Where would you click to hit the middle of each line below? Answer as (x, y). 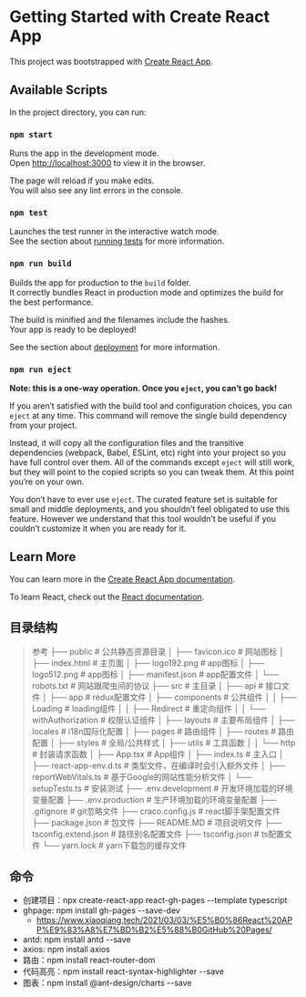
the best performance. (51, 302)
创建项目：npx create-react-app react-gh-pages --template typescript (155, 900)
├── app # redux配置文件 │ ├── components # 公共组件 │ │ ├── (173, 697)
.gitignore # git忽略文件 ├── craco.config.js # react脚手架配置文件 (156, 811)
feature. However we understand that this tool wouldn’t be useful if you (143, 518)
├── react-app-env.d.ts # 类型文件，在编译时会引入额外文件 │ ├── (158, 765)
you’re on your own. (47, 482)
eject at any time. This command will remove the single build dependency (148, 415)
